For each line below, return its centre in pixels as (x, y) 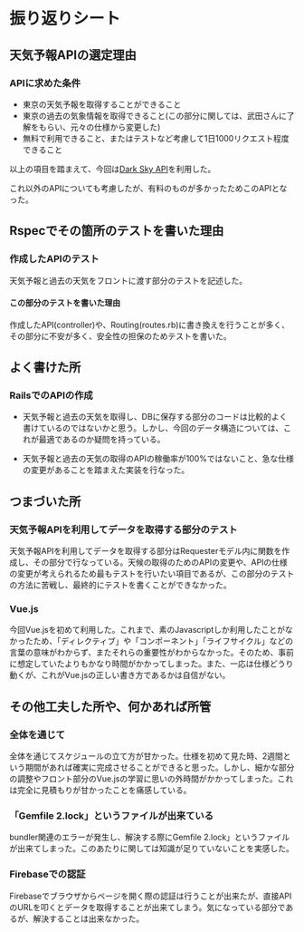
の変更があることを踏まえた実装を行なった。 (106, 470)
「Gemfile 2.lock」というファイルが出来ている (112, 816)
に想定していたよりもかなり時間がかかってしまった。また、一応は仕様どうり (152, 664)
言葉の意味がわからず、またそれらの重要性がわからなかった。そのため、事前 (152, 653)
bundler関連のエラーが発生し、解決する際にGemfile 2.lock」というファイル (150, 837)
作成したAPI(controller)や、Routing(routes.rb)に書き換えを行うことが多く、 (150, 325)
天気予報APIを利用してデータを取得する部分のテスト (123, 529)
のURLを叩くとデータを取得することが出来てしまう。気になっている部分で (147, 907)
